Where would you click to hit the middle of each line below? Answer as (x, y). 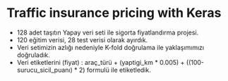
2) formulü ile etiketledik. (115, 70)
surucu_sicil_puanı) (45, 70)
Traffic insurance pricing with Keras (114, 13)
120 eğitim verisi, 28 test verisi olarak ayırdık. (82, 39)
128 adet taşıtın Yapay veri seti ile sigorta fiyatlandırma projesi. (108, 32)
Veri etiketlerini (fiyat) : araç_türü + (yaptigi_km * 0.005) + (101, 62)
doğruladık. (33, 55)
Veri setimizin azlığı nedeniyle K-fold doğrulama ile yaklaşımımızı (110, 47)
